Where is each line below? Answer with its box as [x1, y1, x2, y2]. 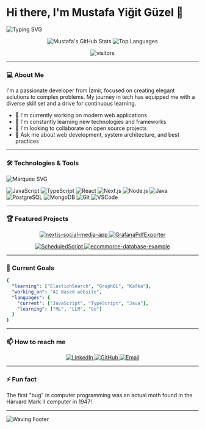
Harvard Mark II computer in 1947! [6, 398, 93, 405]
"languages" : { [12, 294, 51, 301]
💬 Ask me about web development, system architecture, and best [15, 131, 180, 139]
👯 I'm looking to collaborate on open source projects [15, 124, 148, 132]
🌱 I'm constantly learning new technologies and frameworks [15, 118, 167, 126]
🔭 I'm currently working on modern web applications [15, 112, 148, 119]
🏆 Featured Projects [6, 215, 69, 223]
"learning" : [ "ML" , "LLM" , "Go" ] [17, 306, 103, 312]
